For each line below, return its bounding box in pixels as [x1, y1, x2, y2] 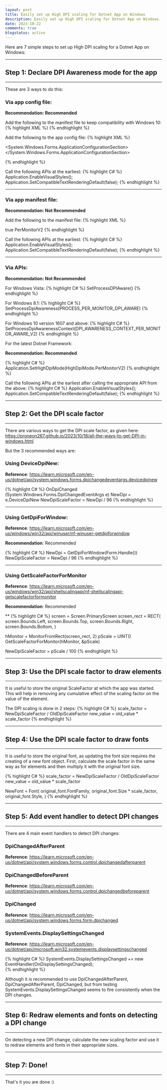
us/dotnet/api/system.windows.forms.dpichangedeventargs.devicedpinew [5, 476, 158, 482]
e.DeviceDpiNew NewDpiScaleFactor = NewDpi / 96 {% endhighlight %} [5, 497, 154, 503]
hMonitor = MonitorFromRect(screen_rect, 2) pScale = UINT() [5, 634, 131, 639]
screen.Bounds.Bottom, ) [5, 624, 56, 630]
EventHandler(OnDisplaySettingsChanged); [5, 961, 94, 967]
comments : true [5, 26, 37, 31]
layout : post [5, 7, 32, 12]
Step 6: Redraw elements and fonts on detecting [5, 1011, 158, 1019]
